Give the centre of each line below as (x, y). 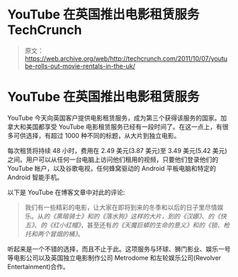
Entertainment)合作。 (38, 266)
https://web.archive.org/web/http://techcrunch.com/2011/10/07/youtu (126, 58)
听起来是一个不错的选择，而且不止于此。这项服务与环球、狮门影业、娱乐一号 (119, 249)
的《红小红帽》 (61, 225)
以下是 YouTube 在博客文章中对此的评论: (66, 192)
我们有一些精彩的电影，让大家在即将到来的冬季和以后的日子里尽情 (121, 207)
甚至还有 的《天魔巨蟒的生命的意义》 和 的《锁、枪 (158, 225)
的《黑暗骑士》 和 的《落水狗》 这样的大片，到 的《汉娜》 (123, 216)
